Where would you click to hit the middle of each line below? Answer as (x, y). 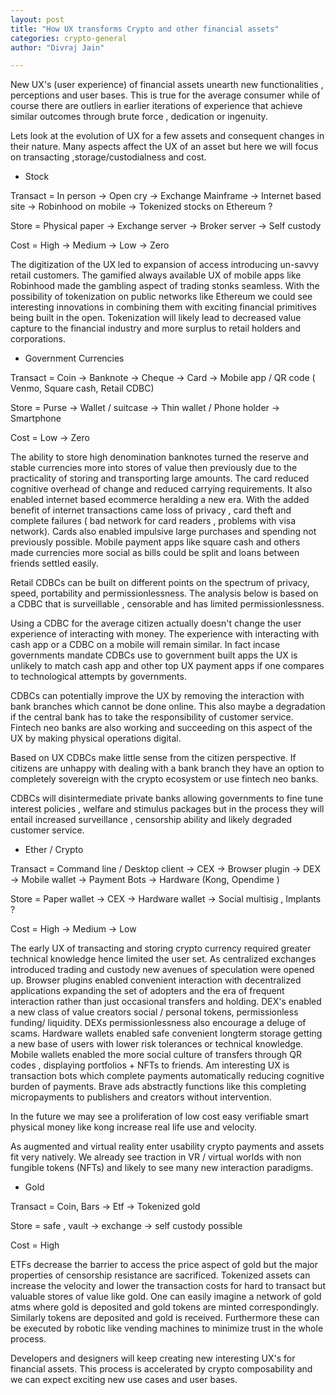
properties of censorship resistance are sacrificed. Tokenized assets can (160, 1275)
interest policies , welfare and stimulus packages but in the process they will (167, 809)
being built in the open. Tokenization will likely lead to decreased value (156, 318)
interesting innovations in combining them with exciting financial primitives (163, 307)
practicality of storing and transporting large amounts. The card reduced (160, 478)
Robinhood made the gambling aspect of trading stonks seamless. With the (165, 286)
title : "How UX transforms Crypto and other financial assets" (145, 29)
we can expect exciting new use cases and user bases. (124, 1380)
